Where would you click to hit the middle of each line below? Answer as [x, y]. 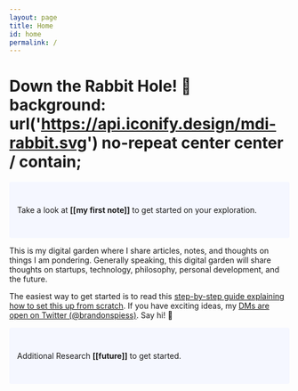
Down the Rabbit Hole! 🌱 [101, 86]
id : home [25, 34]
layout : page [33, 17]
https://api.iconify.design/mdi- [158, 124]
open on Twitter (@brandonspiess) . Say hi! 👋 [91, 315]
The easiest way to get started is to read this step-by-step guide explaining [147, 297]
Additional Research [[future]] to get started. [100, 356]
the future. [28, 279]
